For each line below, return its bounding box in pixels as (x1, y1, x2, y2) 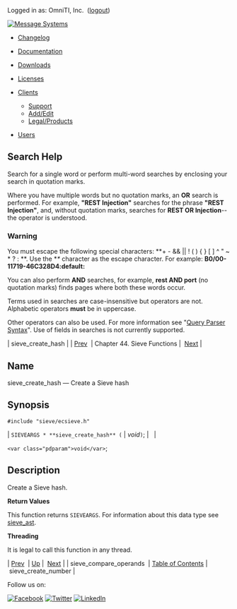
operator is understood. (18, 213, 87, 222)
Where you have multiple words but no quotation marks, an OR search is (7, 191, 219, 199)
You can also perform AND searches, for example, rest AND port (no (7, 276, 209, 285)
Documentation (17, 47, 63, 55)
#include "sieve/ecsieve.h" (7, 418, 91, 425)
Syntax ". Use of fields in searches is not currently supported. (7, 326, 185, 334)
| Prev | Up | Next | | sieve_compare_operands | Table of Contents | (7, 559, 208, 567)
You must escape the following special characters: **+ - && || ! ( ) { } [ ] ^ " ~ (7, 247, 230, 256)
